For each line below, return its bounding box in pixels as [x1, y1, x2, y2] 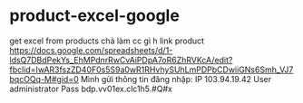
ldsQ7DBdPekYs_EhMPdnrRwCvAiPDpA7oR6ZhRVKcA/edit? [9, 54, 233, 65]
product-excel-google [9, 5, 180, 26]
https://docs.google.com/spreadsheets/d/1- [9, 44, 173, 55]
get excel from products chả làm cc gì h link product [9, 35, 205, 46]
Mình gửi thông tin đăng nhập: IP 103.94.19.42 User [80, 73, 272, 84]
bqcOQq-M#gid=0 [9, 73, 79, 84]
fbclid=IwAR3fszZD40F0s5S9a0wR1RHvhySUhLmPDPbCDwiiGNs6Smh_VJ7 [9, 64, 294, 75]
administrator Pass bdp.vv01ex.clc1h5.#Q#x [9, 83, 172, 94]
